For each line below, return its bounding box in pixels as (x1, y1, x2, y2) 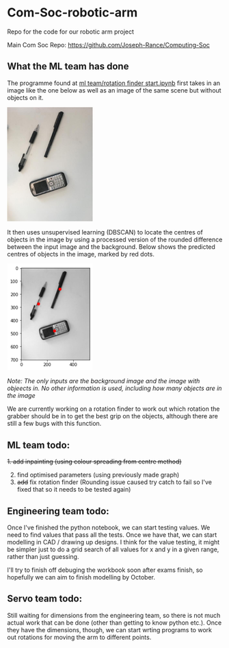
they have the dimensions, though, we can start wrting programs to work (7, 625, 212, 634)
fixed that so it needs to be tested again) (16, 485, 131, 494)
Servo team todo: (7, 593, 83, 605)
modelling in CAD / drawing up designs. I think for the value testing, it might (7, 538, 220, 547)
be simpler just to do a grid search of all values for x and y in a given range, (7, 545, 219, 553)
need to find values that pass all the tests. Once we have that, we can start (7, 531, 217, 539)
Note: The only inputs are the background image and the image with (7, 377, 200, 385)
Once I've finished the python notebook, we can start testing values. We (7, 523, 211, 532)
